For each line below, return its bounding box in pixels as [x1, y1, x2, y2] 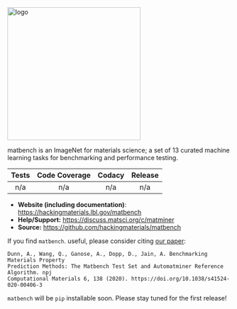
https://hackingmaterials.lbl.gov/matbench [17, 208, 142, 216]
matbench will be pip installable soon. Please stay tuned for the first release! [7, 294, 227, 302]
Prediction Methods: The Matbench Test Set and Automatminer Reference [7, 263, 224, 270]
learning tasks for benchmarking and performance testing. [7, 154, 179, 162]
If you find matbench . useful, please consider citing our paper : [7, 237, 187, 245]
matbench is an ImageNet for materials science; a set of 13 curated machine [7, 146, 230, 154]
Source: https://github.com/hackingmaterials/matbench [17, 223, 182, 231]
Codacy [97, 170, 125, 180]
